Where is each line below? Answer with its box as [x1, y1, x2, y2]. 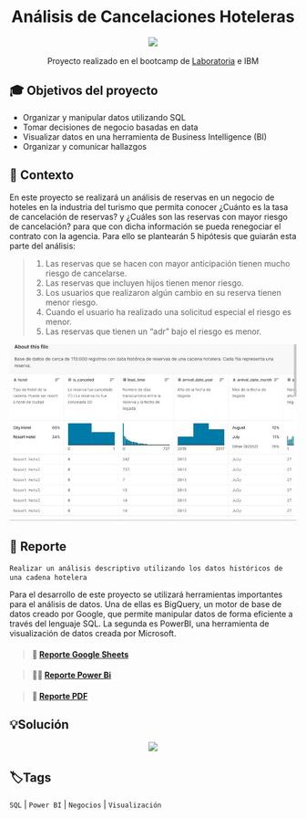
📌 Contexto [9, 167, 75, 184]
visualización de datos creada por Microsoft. [9, 628, 177, 639]
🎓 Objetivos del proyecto [9, 83, 158, 99]
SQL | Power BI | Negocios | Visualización [9, 799, 162, 810]
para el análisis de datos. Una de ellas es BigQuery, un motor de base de [9, 599, 282, 610]
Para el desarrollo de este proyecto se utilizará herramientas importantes [9, 589, 283, 600]
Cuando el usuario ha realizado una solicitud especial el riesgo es [45, 306, 291, 317]
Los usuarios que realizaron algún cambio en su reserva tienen [45, 287, 282, 298]
